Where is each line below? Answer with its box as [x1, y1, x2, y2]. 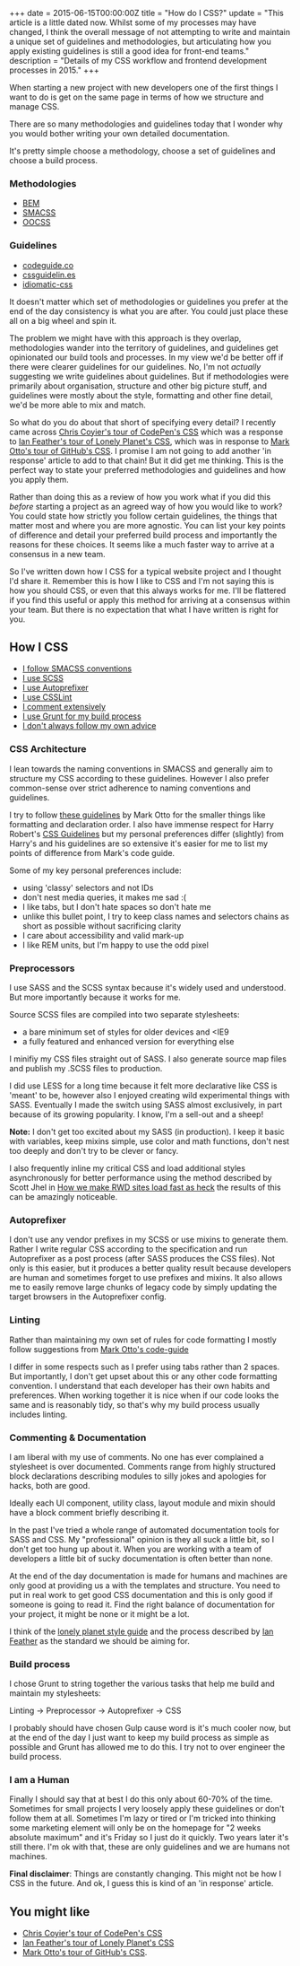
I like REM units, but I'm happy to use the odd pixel [21, 939, 209, 950]
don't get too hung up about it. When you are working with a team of [9, 1543, 262, 1554]
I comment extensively [21, 702, 106, 712]
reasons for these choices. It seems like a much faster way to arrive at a [9, 538, 275, 550]
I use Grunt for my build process [21, 711, 141, 721]
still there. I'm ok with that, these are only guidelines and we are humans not [9, 1841, 290, 1852]
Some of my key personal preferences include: [9, 865, 182, 876]
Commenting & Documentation [9, 1431, 147, 1444]
